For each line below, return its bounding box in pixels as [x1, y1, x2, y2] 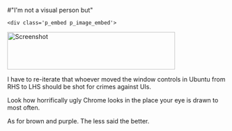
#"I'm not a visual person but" [7, 6, 93, 14]
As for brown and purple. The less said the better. [7, 117, 150, 125]
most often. [7, 104, 40, 111]
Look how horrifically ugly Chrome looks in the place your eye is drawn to [7, 96, 219, 104]
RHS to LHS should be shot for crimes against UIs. [7, 83, 152, 91]
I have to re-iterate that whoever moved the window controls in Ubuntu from [7, 75, 226, 83]
